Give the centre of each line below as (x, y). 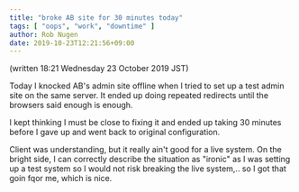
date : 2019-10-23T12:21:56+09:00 (72, 43)
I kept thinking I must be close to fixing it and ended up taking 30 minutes (145, 123)
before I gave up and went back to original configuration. (115, 133)
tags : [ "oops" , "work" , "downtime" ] (82, 26)
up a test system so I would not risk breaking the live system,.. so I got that (148, 169)
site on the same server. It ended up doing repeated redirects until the (139, 96)
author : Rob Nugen (44, 34)
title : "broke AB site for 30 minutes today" (96, 18)
